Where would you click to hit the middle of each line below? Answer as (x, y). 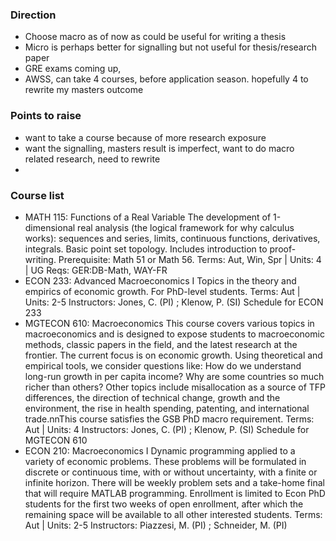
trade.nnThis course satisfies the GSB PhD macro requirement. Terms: (169, 419)
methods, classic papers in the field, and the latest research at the (161, 344)
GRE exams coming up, (73, 69)
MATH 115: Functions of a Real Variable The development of (148, 217)
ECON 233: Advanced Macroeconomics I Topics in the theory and (160, 280)
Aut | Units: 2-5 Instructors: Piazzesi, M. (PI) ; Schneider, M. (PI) (156, 525)
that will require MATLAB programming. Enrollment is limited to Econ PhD (175, 493)
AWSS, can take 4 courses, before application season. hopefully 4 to (166, 79)
